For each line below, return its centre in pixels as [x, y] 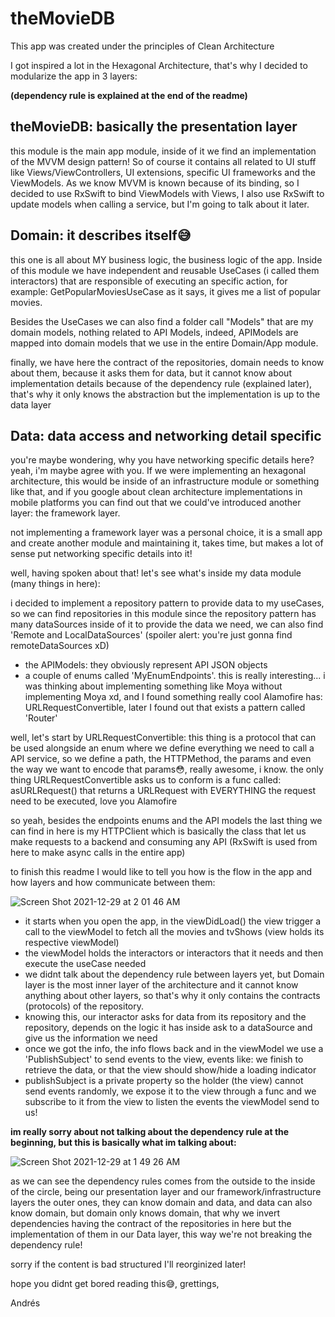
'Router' [41, 718]
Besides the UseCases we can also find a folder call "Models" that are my [162, 321]
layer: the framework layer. [65, 513]
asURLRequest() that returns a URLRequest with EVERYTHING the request [163, 791]
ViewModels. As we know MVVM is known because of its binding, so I [155, 183]
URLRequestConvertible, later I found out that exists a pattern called [165, 708]
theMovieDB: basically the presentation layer [154, 127]
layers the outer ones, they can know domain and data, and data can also [161, 1203]
